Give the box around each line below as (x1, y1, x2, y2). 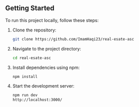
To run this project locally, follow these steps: (5, 17, 99, 23)
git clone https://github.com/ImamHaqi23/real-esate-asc (12, 36, 134, 41)
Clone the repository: (12, 27, 57, 33)
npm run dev (12, 92, 38, 98)
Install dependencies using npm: (12, 64, 80, 70)
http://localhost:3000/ (12, 97, 63, 102)
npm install (12, 74, 38, 79)
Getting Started (5, 4, 55, 12)
